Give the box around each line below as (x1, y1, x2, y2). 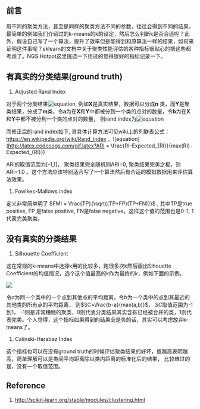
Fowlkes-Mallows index (14, 187, 73, 195)
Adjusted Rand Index (14, 88, 66, 95)
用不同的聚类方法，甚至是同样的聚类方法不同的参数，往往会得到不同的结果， (6, 23, 194, 30)
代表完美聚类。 (6, 214, 43, 222)
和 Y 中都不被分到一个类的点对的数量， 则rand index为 (6, 115, 137, 122)
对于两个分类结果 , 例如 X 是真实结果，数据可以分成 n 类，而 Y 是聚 (6, 100, 190, 107)
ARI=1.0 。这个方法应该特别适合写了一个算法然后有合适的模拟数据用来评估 (6, 168, 188, 175)
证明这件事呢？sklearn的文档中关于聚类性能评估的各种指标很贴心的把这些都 (6, 45, 192, 52)
